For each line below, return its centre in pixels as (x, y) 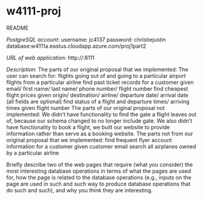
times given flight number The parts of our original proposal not (85, 108)
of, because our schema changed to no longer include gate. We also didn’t (99, 121)
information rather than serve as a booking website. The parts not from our (100, 134)
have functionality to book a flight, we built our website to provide (88, 127)
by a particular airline (33, 153)
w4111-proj (34, 11)
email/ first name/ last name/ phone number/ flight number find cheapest (97, 88)
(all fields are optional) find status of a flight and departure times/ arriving (98, 102)
